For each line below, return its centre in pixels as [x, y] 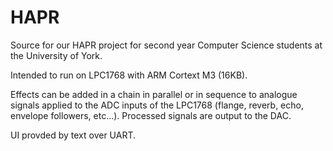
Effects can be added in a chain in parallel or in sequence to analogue [154, 94]
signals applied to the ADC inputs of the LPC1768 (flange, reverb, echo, [157, 105]
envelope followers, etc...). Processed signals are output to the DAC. [151, 115]
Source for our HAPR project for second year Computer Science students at [166, 45]
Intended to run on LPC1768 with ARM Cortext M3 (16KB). [129, 75]
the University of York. [56, 55]
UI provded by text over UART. [73, 135]
